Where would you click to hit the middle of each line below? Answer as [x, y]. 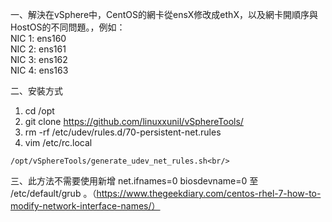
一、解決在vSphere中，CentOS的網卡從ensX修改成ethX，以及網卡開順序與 [164, 14]
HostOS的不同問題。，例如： [68, 27]
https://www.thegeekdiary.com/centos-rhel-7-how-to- [209, 193]
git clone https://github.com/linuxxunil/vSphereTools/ [134, 121]
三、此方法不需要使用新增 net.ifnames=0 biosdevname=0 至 [134, 181]
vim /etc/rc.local [58, 142]
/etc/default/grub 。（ [53, 193]
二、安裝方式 [36, 91]
